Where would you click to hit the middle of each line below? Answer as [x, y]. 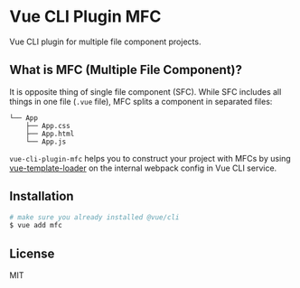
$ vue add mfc [36, 226]
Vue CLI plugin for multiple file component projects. [105, 42]
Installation [42, 196]
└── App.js [46, 142]
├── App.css [48, 125]
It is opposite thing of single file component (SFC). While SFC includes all [145, 91]
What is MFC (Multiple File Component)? [126, 70]
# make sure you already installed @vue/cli [94, 217]
